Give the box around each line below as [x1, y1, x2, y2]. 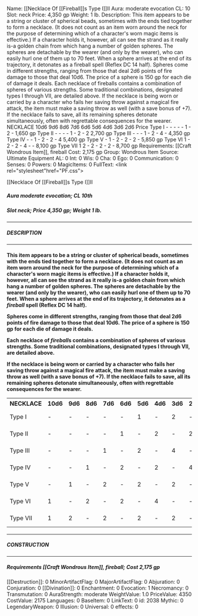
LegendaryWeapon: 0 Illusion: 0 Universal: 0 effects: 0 [6, 603, 139, 610]
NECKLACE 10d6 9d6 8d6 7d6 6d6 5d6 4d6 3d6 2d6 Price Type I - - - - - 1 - [6, 123, 192, 130]
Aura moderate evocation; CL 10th [6, 192, 93, 199]
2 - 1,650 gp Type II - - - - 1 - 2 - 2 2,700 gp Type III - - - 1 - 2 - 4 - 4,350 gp [6, 130, 190, 137]
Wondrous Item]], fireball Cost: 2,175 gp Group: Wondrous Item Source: [6, 149, 179, 155]
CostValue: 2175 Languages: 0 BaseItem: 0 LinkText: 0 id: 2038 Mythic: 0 [6, 597, 184, 604]
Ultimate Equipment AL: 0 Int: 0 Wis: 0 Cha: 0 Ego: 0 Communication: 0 [6, 155, 179, 161]
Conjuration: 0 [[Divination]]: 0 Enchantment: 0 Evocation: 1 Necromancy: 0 [6, 584, 189, 592]
